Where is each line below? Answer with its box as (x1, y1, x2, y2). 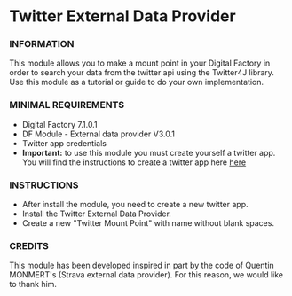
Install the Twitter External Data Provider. (21, 208, 171, 219)
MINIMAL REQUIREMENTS (9, 99, 125, 112)
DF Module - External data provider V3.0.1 (21, 129, 176, 139)
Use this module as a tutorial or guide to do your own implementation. (9, 77, 264, 88)
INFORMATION (9, 38, 75, 51)
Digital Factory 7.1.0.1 (21, 119, 98, 129)
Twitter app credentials (21, 137, 107, 148)
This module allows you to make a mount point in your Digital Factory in (9, 58, 271, 68)
